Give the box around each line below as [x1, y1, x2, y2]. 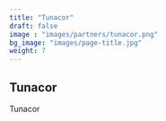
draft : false [9, 22, 58, 30]
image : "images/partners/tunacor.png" [9, 30, 159, 39]
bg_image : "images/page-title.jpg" [9, 38, 143, 48]
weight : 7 [9, 47, 47, 56]
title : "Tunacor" [9, 13, 74, 22]
